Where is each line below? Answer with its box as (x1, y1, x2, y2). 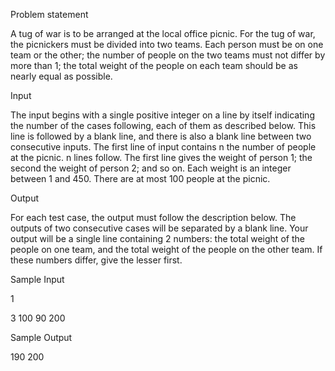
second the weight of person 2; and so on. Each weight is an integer (10, 162, 292, 174)
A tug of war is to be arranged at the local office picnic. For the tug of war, (10, 28, 316, 39)
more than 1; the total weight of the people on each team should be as (10, 60, 298, 71)
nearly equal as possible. (10, 70, 113, 82)
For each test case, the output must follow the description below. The (10, 212, 297, 223)
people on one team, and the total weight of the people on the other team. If (10, 244, 323, 255)
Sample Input (10, 274, 65, 285)
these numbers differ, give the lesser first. (10, 254, 183, 266)
